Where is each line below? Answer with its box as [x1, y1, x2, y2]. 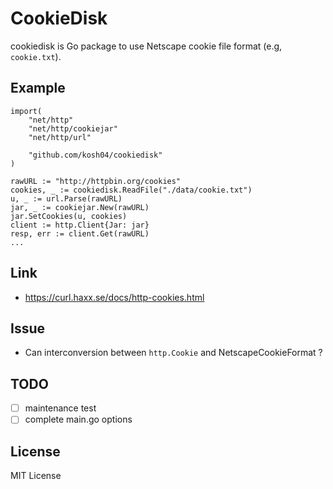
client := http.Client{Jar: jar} [10, 220, 150, 230]
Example [10, 80, 66, 97]
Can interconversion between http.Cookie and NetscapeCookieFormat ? [24, 347, 323, 359]
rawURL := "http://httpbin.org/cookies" [10, 176, 182, 186]
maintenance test [24, 402, 97, 414]
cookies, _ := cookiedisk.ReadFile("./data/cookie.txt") [10, 185, 253, 195]
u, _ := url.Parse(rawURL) [10, 193, 123, 204]
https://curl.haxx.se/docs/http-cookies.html [24, 291, 205, 303]
